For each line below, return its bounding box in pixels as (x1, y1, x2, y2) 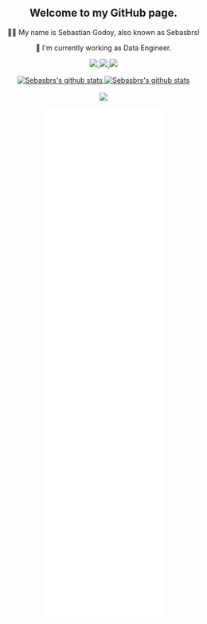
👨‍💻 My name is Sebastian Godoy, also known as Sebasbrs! (6, 27, 201, 37)
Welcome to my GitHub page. (29, 6, 178, 20)
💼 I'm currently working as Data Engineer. (35, 43, 172, 53)
